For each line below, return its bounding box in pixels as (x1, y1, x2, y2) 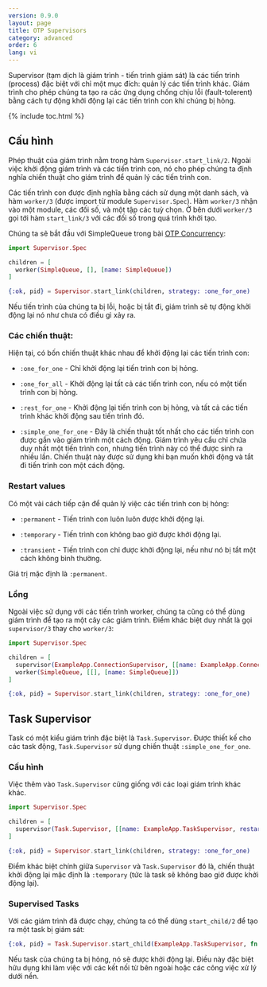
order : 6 (8, 41, 37, 49)
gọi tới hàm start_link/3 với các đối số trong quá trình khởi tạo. (8, 213, 217, 223)
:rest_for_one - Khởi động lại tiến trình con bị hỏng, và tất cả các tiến (19, 403, 249, 412)
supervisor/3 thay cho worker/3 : (8, 624, 114, 634)
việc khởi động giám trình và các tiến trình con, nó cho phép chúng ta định (8, 164, 253, 174)
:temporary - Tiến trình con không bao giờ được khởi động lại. (19, 529, 222, 539)
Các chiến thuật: (8, 330, 74, 341)
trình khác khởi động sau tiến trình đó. (19, 412, 145, 421)
